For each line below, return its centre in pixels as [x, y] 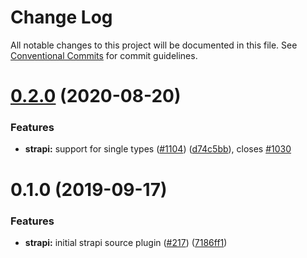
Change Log [61, 17]
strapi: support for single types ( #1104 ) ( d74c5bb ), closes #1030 [158, 149]
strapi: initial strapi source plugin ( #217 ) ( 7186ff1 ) [126, 242]
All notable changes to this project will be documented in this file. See [154, 45]
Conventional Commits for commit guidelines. [104, 55]
